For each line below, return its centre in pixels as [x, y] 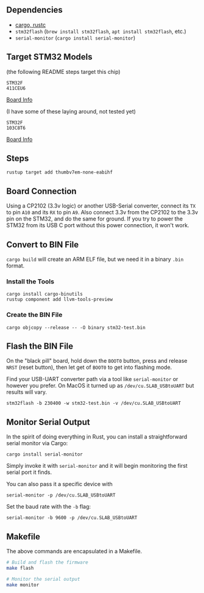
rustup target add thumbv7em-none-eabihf [60, 173]
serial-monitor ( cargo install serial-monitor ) [75, 38]
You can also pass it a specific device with [59, 484]
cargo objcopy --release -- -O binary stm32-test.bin [76, 327]
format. [16, 266]
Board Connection [42, 191]
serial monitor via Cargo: [37, 443]
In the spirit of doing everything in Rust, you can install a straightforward [97, 437]
